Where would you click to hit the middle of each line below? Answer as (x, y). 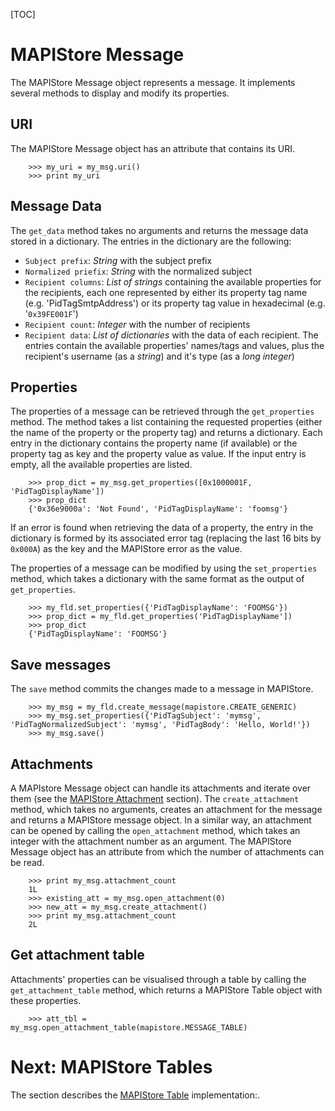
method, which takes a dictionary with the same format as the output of (157, 579)
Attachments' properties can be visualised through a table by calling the (158, 979)
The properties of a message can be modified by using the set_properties (164, 568)
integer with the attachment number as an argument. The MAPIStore (151, 841)
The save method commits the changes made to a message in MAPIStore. (162, 689)
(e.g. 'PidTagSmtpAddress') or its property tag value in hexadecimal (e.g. (175, 303)
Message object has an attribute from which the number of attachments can (167, 852)
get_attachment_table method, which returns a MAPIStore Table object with (166, 990)
